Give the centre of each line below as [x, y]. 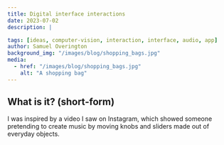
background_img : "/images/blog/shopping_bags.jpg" [84, 53]
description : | [30, 27]
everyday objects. [34, 134]
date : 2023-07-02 [33, 21]
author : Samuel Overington [47, 47]
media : [17, 60]
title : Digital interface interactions [66, 14]
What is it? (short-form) [61, 102]
